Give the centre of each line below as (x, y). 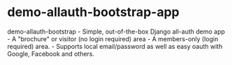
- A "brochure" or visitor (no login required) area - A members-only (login (113, 38)
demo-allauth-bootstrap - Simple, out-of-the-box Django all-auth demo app (116, 31)
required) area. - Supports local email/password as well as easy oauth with (115, 46)
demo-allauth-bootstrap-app (93, 12)
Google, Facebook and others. (51, 54)
